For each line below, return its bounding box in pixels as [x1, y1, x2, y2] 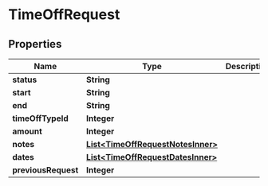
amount [12, 126, 42, 137]
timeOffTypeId [12, 113, 69, 124]
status [12, 74, 37, 85]
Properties [8, 37, 62, 51]
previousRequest [12, 165, 79, 176]
